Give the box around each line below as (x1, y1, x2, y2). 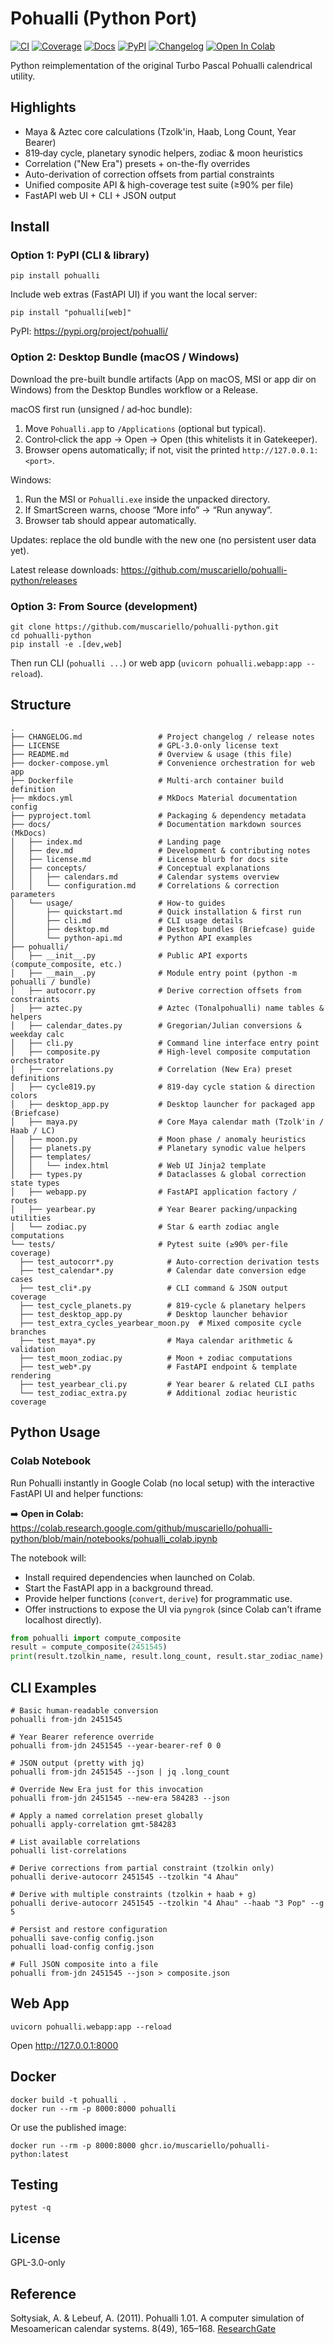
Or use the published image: (10, 2121, 127, 2133)
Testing (10, 2176, 59, 2193)
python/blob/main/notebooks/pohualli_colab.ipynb (10, 1532, 218, 1544)
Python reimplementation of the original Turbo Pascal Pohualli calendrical (10, 59, 313, 71)
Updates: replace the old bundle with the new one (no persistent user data (10, 533, 317, 546)
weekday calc (10, 1029, 65, 1039)
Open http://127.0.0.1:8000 (10, 2039, 119, 2051)
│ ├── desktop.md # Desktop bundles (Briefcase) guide (10, 924, 315, 934)
